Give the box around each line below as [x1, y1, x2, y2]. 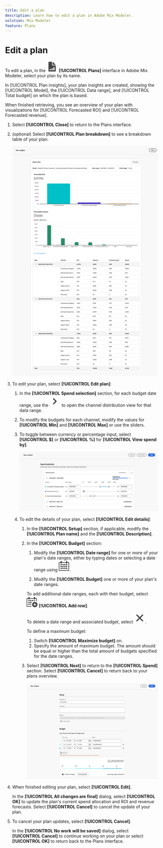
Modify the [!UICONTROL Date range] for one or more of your [33, 550, 158, 555]
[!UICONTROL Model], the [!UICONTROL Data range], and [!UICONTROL [5, 88, 149, 93]
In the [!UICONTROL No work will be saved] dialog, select [12, 828, 129, 834]
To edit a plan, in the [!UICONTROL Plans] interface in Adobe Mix [5, 68, 148, 74]
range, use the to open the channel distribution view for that [19, 402, 152, 408]
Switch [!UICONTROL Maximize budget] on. [33, 638, 123, 644]
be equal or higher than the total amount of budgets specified [33, 648, 157, 654]
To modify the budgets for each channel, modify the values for [19, 417, 145, 423]
